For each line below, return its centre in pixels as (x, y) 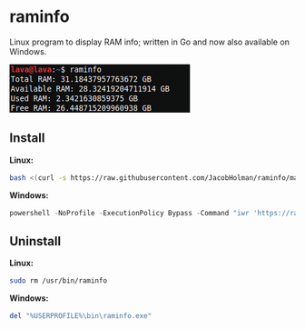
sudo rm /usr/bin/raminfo (58, 281)
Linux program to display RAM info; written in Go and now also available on (150, 42)
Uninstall (35, 241)
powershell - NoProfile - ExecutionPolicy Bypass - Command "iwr (129, 213)
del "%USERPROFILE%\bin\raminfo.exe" (81, 316)
